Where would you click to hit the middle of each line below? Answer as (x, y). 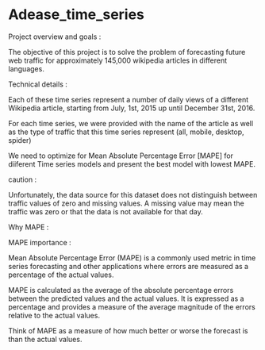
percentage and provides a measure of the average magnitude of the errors (132, 306)
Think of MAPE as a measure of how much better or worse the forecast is (128, 330)
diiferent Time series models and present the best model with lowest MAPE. (132, 163)
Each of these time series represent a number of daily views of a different (129, 99)
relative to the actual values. (54, 315)
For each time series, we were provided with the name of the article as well (131, 123)
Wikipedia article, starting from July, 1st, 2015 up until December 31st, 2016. (132, 108)
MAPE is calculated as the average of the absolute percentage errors (121, 290)
